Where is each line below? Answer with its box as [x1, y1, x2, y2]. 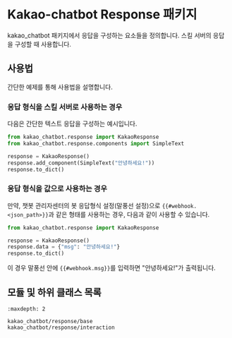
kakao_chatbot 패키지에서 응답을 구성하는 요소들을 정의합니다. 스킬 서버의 [7, 31, 212, 40]
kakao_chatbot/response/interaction [7, 324, 115, 332]
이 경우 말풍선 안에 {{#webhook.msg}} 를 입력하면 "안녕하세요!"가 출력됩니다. [7, 264, 216, 272]
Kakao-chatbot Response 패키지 [7, 6, 197, 23]
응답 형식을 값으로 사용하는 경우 [7, 184, 108, 194]
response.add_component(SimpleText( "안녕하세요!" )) [7, 159, 155, 167]
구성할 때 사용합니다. [14, 40, 72, 48]
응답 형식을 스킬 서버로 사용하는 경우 [7, 102, 123, 111]
